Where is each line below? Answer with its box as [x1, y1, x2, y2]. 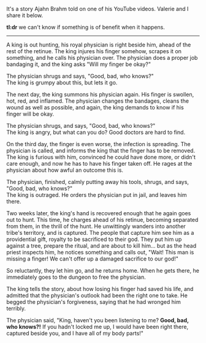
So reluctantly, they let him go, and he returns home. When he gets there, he [6, 267, 199, 274]
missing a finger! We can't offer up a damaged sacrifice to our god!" [6, 255, 179, 262]
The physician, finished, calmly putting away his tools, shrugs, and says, [6, 179, 189, 185]
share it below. [6, 12, 44, 19]
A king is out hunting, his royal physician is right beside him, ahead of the [6, 41, 191, 48]
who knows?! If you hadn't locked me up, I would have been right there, [6, 323, 189, 330]
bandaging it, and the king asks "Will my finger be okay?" [6, 61, 151, 68]
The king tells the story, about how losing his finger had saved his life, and [6, 286, 194, 292]
